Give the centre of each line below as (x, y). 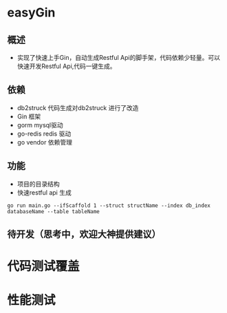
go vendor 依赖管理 (44, 142)
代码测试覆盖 (44, 267)
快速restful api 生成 (44, 192)
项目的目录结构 (38, 184)
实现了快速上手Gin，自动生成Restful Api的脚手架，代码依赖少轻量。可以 (118, 57)
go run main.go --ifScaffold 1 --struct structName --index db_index (109, 205)
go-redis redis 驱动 (44, 133)
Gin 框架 (29, 116)
